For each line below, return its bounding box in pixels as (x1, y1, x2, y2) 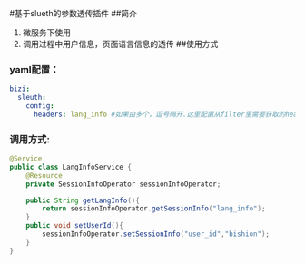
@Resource (25, 171, 64, 180)
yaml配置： (9, 63, 60, 75)
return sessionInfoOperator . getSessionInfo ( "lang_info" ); (42, 204, 266, 213)
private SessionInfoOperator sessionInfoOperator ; (25, 180, 221, 189)
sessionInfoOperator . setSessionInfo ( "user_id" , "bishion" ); (42, 230, 271, 239)
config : (25, 102, 54, 111)
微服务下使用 (22, 27, 71, 38)
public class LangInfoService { (9, 162, 132, 171)
